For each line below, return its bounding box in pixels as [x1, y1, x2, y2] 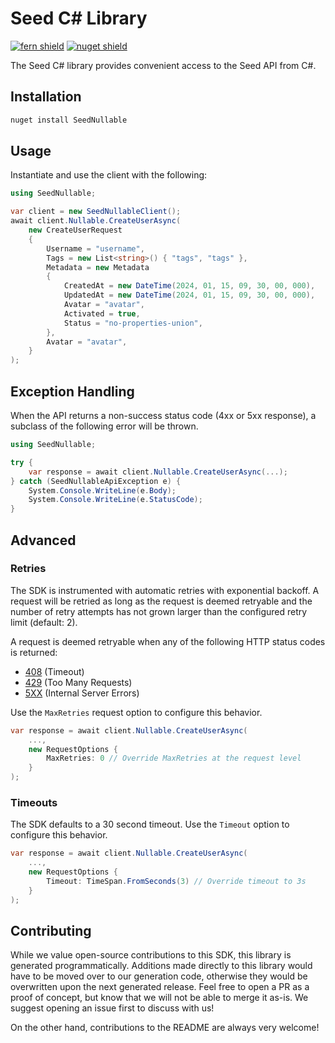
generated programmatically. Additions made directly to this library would [10, 960, 313, 972]
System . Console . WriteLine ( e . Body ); [28, 485, 177, 496]
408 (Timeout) [24, 665, 85, 677]
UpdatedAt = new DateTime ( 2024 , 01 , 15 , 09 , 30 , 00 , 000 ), [63, 290, 316, 301]
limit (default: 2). [10, 616, 78, 628]
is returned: [10, 646, 58, 658]
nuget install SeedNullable [10, 115, 128, 125]
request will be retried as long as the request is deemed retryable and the [10, 595, 313, 607]
